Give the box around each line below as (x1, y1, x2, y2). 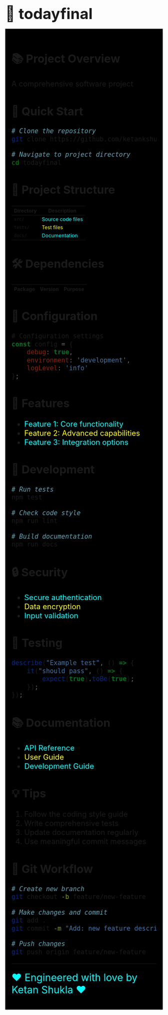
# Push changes (11, 940, 65, 948)
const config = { (11, 340, 73, 348)
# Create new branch (11, 885, 85, 893)
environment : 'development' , (26, 356, 131, 364)
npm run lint (11, 517, 58, 525)
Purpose (63, 285, 84, 293)
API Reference (24, 743, 75, 753)
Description (48, 207, 76, 214)
